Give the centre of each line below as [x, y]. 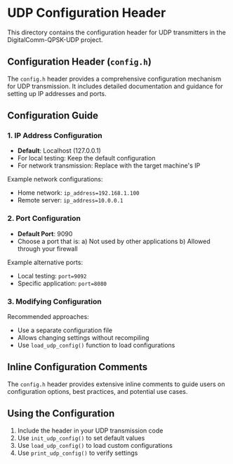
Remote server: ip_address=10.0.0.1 [71, 200]
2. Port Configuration [44, 219]
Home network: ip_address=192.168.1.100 [78, 193]
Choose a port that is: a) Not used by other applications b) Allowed [114, 241]
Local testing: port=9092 [52, 275]
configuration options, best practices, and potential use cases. [98, 391]
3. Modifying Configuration [54, 301]
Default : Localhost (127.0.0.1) [59, 151]
